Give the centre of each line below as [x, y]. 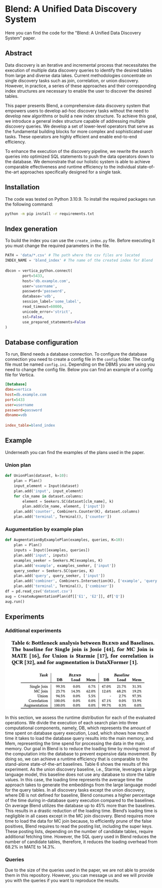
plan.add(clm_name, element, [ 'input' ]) [64, 507]
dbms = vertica [18, 390]
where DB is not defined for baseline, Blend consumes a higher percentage [80, 795]
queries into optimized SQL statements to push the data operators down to [80, 156]
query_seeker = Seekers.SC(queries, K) [54, 571]
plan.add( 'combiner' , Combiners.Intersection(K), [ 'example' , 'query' [87, 581]
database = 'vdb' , [39, 296]
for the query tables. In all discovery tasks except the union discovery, [75, 790]
